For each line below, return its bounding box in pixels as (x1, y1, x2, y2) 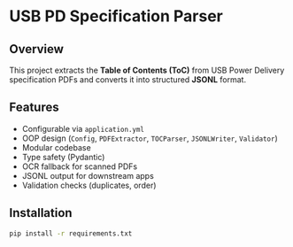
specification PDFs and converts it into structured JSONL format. (9, 74, 246, 85)
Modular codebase (21, 142, 91, 152)
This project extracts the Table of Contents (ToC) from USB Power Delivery (9, 65, 285, 75)
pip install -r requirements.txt (9, 228, 133, 238)
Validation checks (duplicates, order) (21, 180, 157, 190)
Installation (9, 205, 73, 220)
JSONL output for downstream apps (21, 170, 155, 181)
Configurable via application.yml (21, 123, 144, 134)
